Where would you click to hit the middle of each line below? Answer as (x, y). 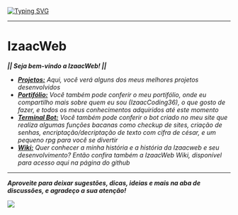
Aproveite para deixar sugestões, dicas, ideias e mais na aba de (104, 183)
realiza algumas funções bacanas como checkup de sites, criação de (120, 125)
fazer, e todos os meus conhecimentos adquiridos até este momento (118, 109)
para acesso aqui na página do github (74, 162)
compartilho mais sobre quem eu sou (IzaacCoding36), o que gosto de (121, 102)
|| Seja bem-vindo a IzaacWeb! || (57, 66)
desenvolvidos (39, 87)
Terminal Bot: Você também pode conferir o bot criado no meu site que (123, 117)
